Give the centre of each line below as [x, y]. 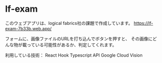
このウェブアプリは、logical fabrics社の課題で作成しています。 [69, 23]
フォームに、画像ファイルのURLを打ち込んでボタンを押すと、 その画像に [79, 39]
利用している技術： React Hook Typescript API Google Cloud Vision [74, 55]
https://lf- [143, 23]
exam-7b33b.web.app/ [28, 28]
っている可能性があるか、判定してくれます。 [72, 44]
